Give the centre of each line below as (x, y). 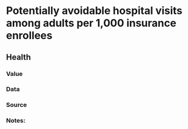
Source (17, 105)
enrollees (29, 36)
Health (18, 57)
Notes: (16, 121)
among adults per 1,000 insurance (91, 23)
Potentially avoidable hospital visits (94, 11)
